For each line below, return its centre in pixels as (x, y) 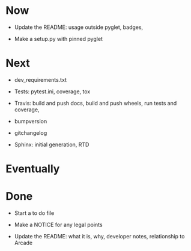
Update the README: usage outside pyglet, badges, (79, 27)
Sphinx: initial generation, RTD (52, 144)
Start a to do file (34, 213)
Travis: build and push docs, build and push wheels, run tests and (95, 103)
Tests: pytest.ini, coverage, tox (52, 91)
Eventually (33, 169)
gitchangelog (31, 132)
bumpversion (31, 121)
